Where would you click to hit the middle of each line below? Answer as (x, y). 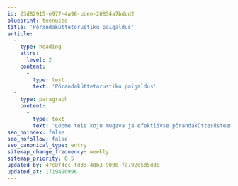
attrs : (30, 54)
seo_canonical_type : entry (47, 146)
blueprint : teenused (38, 21)
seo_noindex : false (36, 132)
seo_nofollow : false (38, 139)
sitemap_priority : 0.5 (41, 159)
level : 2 (39, 60)
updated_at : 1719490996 (42, 172)
